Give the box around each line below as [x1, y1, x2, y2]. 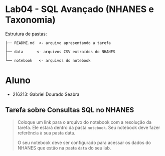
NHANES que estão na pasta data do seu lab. [17, 144, 111, 151]
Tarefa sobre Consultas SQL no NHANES [5, 106, 134, 114]
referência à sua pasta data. [17, 129, 76, 136]
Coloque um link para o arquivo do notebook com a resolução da [17, 119, 152, 125]
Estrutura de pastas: [5, 31, 47, 37]
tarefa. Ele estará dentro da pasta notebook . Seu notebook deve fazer [17, 124, 160, 130]
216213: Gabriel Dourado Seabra [12, 91, 80, 97]
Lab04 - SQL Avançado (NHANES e [5, 4, 154, 15]
